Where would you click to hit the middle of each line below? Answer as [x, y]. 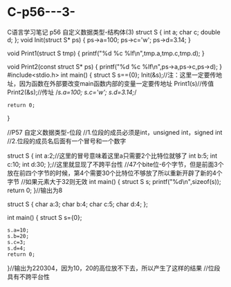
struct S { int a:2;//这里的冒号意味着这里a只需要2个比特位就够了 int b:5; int [112, 156]
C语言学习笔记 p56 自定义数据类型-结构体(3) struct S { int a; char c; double [114, 32]
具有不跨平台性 [28, 277]
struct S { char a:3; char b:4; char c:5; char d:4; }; [78, 204]
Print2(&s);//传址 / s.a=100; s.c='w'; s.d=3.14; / [72, 92]
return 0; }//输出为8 [35, 190]
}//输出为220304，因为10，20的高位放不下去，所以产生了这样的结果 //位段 [114, 268]
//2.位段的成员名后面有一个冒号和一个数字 [67, 141]
